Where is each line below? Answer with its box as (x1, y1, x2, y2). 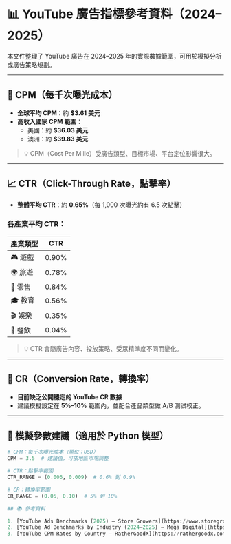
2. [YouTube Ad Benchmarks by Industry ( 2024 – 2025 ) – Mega (7, 524, 180, 531)
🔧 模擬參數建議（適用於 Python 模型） (7, 430, 169, 442)
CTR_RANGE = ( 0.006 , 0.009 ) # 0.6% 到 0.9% (7, 474, 136, 481)
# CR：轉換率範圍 (7, 486, 50, 493)
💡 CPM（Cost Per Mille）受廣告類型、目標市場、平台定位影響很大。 (23, 149, 217, 157)
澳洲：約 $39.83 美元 (27, 134, 89, 143)
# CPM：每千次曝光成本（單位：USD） (7, 449, 98, 456)
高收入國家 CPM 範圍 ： (16, 117, 82, 125)
